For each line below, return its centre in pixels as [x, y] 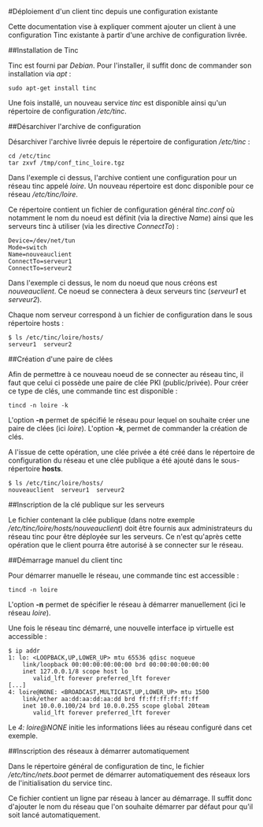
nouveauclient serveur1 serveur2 [67, 490]
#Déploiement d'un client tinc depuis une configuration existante [113, 11]
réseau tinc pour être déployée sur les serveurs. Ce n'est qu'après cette [125, 537]
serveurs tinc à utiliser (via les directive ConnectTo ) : [94, 226]
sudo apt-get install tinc [52, 88]
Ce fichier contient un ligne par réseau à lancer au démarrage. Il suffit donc [130, 798]
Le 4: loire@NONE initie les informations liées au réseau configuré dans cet [130, 727]
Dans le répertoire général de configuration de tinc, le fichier [106, 766]
